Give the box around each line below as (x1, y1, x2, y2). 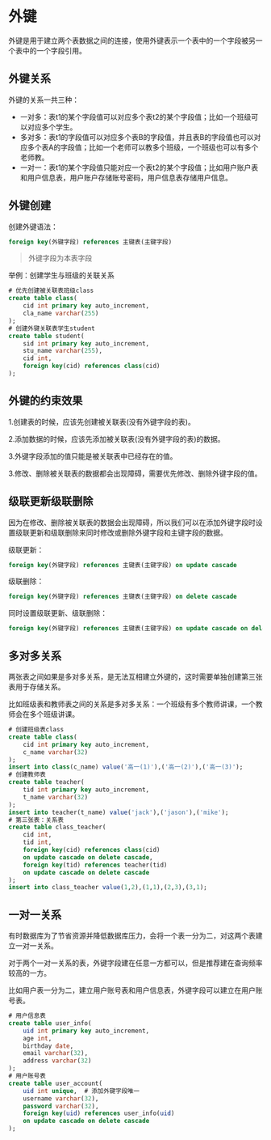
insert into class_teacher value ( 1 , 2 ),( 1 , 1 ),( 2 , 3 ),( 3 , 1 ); (8, 884, 207, 892)
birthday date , (23, 1041, 74, 1050)
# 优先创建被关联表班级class (8, 286, 94, 295)
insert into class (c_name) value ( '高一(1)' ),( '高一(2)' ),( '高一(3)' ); (8, 763, 244, 771)
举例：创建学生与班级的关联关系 (8, 270, 115, 280)
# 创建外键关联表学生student (8, 324, 95, 333)
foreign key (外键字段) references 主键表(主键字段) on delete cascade (8, 592, 238, 601)
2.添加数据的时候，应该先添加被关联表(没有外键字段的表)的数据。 (8, 434, 225, 443)
